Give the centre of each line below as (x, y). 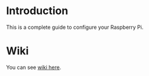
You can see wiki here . (34, 67)
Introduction (37, 11)
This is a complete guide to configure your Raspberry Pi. (75, 27)
